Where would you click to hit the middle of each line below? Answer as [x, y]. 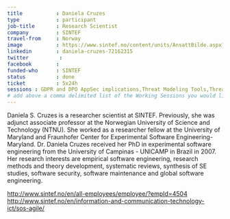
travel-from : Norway [44, 39]
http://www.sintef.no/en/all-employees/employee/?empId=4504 [98, 194]
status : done [41, 77]
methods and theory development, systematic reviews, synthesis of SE [107, 166]
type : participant [52, 20]
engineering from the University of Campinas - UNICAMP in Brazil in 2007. [112, 151]
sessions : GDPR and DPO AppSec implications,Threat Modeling [98, 89]
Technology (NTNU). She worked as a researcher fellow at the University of [114, 130]
